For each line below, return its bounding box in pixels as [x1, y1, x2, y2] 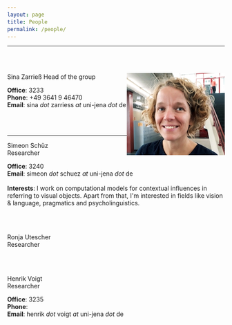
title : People [7, 18, 48, 26]
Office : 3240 [7, 162, 44, 171]
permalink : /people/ [7, 26, 67, 32]
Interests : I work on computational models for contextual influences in [7, 184, 207, 193]
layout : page [7, 11, 45, 18]
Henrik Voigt [7, 275, 43, 283]
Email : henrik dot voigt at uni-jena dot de [7, 310, 124, 318]
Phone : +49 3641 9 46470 [7, 93, 83, 102]
